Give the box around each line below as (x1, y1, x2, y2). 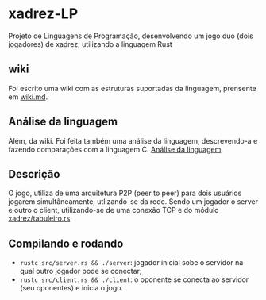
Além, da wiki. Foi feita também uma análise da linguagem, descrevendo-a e (8, 136, 258, 145)
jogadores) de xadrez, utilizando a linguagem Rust (8, 39, 172, 48)
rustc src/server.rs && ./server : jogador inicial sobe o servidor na (19, 258, 244, 267)
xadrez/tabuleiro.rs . (8, 213, 73, 223)
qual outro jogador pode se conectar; (19, 267, 142, 276)
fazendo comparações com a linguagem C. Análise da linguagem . (8, 144, 224, 154)
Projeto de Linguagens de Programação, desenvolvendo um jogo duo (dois (8, 31, 254, 40)
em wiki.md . (8, 92, 48, 102)
